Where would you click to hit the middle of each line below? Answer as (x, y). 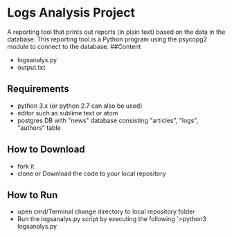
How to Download (46, 150)
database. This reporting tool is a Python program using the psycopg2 (107, 39)
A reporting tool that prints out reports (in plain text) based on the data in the (116, 32)
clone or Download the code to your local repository (91, 173)
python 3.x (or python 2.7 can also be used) (80, 106)
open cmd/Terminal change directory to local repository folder (106, 211)
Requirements (38, 89)
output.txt (31, 67)
